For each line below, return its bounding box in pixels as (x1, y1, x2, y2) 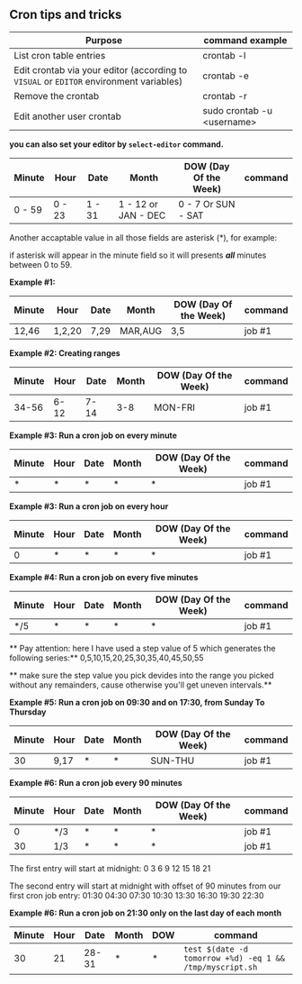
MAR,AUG (120, 324, 163, 337)
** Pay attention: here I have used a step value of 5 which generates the (9, 642, 276, 653)
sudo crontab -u (202, 104, 272, 116)
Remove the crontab (13, 89, 100, 102)
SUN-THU (150, 754, 195, 767)
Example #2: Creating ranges (9, 347, 121, 359)
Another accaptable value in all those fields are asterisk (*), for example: (9, 232, 277, 242)
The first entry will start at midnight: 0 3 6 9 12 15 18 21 (9, 862, 211, 873)
